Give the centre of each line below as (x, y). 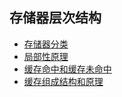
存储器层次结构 (55, 18)
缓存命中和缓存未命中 (67, 69)
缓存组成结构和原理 (63, 81)
